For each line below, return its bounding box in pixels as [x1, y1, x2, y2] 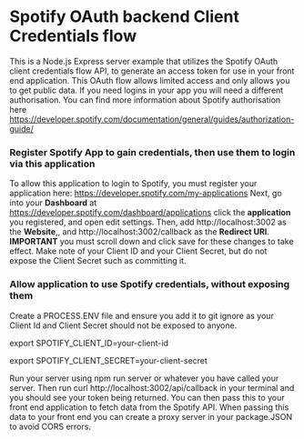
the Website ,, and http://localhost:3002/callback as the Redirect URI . [9, 226, 270, 237]
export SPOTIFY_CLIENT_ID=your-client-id [9, 337, 168, 348]
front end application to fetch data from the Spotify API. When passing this [9, 402, 289, 413]
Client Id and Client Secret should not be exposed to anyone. [9, 320, 238, 331]
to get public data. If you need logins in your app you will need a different [9, 85, 284, 95]
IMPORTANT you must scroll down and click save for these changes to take [9, 236, 294, 247]
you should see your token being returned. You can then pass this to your [9, 392, 285, 403]
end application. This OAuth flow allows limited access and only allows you [9, 75, 290, 85]
